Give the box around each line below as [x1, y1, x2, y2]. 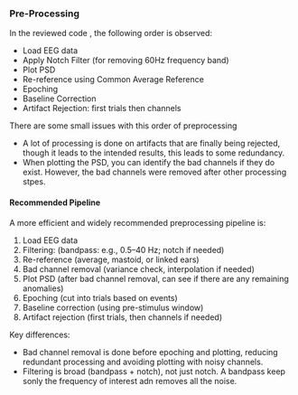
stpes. [22, 176, 46, 187]
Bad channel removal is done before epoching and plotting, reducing [22, 346, 278, 357]
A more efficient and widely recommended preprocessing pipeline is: [9, 217, 266, 228]
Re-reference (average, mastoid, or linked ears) [22, 254, 200, 265]
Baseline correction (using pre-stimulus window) [22, 302, 204, 313]
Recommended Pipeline [9, 197, 101, 208]
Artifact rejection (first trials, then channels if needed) [22, 311, 223, 323]
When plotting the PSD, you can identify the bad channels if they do [22, 157, 275, 168]
